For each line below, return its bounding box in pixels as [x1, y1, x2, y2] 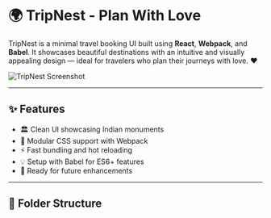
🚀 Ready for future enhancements [19, 166, 133, 175]
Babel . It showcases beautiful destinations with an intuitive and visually [8, 47, 245, 57]
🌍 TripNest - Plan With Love [8, 6, 202, 25]
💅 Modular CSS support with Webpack [19, 136, 148, 145]
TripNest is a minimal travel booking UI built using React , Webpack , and [8, 38, 248, 48]
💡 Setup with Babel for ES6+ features [19, 157, 144, 166]
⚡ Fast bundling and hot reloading [19, 145, 133, 154]
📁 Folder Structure [8, 197, 102, 211]
